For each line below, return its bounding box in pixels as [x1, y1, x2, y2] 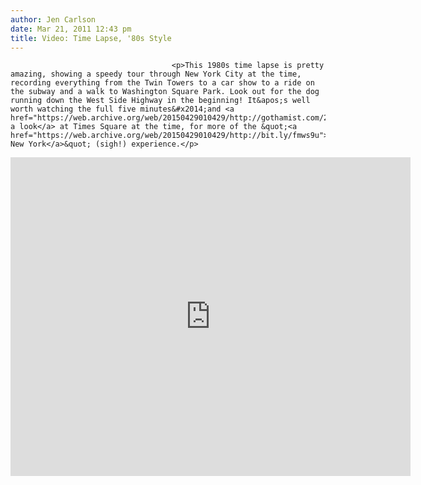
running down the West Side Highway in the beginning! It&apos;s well [10, 96, 311, 106]
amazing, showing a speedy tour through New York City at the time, [10, 69, 302, 80]
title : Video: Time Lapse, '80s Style [10, 33, 172, 43]
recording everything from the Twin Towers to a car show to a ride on [10, 78, 315, 88]
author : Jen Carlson [10, 14, 97, 25]
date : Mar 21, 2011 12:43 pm [10, 24, 132, 34]
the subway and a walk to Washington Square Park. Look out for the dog [10, 87, 320, 97]
